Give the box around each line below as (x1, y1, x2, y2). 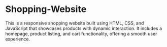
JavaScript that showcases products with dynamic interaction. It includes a (5, 25, 162, 31)
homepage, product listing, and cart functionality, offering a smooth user (5, 30, 157, 36)
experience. (5, 36, 30, 42)
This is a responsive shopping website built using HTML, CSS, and (5, 20, 144, 26)
